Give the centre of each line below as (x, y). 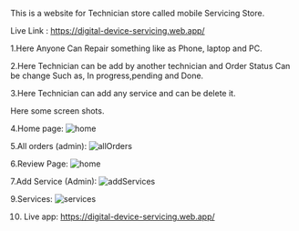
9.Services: (31, 199)
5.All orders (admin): (49, 146)
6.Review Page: (40, 164)
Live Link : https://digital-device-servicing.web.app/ (108, 30)
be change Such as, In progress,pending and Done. (107, 75)
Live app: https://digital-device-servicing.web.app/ (119, 216)
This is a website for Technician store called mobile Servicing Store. (138, 13)
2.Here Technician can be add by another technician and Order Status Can (150, 66)
